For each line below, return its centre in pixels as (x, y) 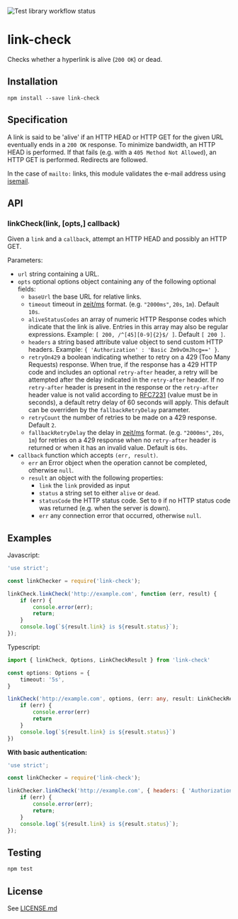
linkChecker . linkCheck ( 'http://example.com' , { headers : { (96, 791)
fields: (27, 289)
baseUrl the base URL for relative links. (85, 297)
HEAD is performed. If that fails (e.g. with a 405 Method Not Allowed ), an (112, 152)
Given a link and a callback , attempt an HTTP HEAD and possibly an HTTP (117, 239)
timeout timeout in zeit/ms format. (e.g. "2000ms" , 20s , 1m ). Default (124, 304)
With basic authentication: (47, 752)
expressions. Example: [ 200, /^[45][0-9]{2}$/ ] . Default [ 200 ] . (126, 335)
